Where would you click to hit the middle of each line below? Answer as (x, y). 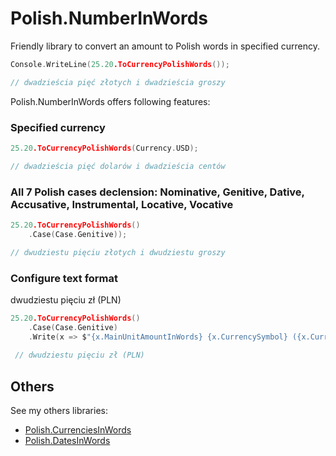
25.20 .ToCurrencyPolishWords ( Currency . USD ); (104, 148)
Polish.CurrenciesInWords (78, 430)
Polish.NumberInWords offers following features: (110, 101)
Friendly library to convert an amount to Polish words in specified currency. (165, 46)
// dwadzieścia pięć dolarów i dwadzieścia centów (118, 166)
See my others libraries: (59, 411)
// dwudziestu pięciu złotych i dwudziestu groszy (118, 252)
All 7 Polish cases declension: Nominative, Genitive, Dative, (157, 192)
